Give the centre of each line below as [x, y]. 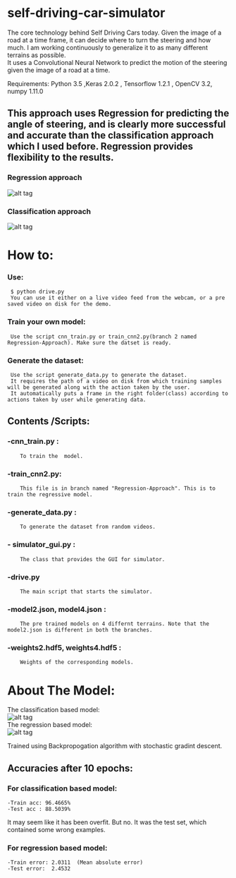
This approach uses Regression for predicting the [118, 113]
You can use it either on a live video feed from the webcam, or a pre [118, 298]
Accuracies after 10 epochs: [70, 768]
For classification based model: [62, 788]
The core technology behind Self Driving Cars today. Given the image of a [114, 32]
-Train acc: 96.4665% [39, 803]
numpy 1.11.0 [25, 91]
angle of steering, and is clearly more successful [117, 125]
